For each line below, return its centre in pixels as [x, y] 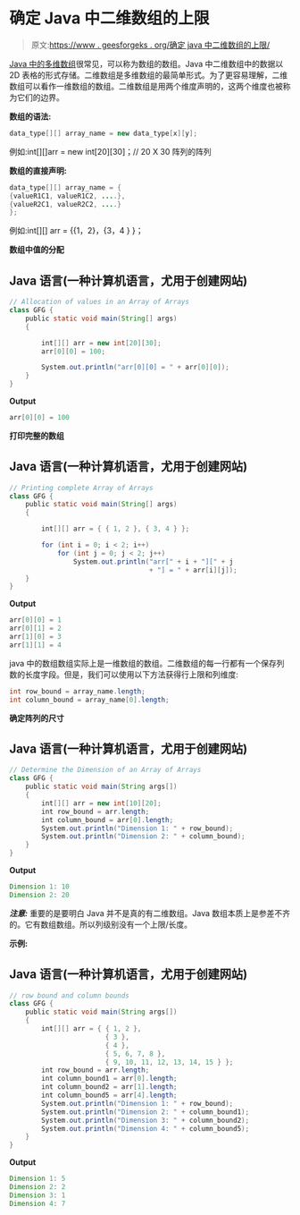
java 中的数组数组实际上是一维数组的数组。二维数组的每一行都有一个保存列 [147, 663]
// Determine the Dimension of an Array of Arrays [105, 770]
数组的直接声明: [38, 170]
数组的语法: [30, 116]
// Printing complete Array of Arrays [81, 488]
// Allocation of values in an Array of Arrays [100, 302]
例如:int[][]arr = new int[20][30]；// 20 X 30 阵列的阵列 [110, 151]
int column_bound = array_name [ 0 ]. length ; [89, 700]
